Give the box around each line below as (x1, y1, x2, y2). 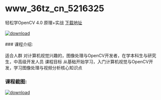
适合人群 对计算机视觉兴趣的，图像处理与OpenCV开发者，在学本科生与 (5, 52, 148, 59)
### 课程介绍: (5, 41, 33, 47)
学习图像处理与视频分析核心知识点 (13, 64, 82, 71)
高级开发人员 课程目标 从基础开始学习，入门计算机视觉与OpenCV (18, 59, 149, 64)
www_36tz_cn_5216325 (5, 3, 104, 14)
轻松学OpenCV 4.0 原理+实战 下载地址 (5, 20, 82, 25)
